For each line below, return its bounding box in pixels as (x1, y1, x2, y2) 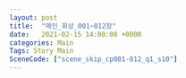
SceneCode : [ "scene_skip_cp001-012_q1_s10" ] (9, 55, 178, 64)
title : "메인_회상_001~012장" (9, 22, 116, 30)
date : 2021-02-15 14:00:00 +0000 (9, 30, 142, 39)
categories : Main (9, 38, 74, 48)
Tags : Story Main (9, 47, 74, 56)
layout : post (9, 13, 58, 22)
